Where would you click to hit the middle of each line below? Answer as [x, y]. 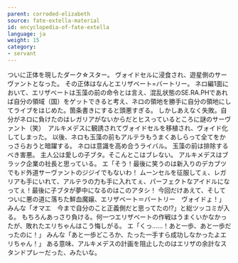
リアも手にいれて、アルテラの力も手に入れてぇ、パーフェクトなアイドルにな [119, 181]
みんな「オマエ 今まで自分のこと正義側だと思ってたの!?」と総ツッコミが [115, 208]
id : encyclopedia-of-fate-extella [59, 27]
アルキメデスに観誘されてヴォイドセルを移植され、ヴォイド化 [138, 128]
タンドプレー [26, 252]
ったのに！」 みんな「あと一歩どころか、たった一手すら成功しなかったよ [114, 235]
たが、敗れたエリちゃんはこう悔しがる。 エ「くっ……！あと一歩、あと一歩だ [119, 225]
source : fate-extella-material [54, 21]
